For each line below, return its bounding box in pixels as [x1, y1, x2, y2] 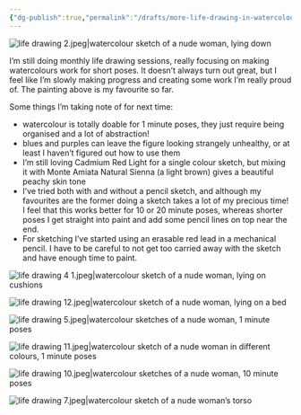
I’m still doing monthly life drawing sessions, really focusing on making [9, 55, 270, 66]
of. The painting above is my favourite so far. [9, 84, 175, 94]
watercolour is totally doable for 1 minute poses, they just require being [21, 119, 285, 129]
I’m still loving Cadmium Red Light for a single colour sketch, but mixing [21, 156, 287, 167]
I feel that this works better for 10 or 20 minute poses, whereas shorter [21, 204, 284, 216]
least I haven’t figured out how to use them [21, 147, 181, 158]
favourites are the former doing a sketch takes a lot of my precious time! [21, 195, 289, 206]
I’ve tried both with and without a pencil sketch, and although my [21, 185, 262, 196]
